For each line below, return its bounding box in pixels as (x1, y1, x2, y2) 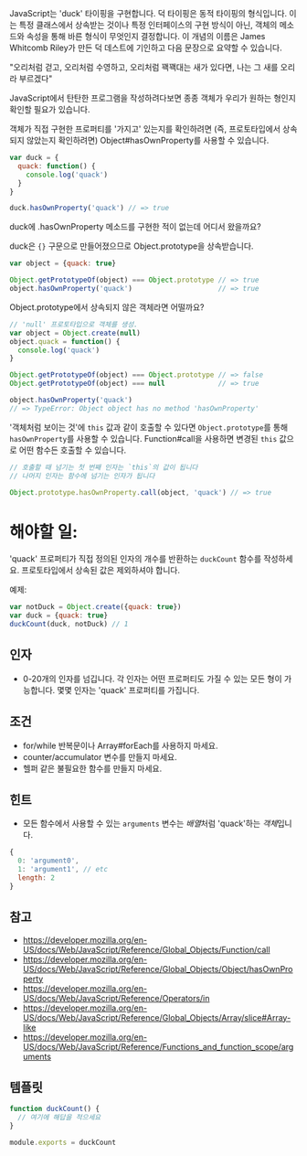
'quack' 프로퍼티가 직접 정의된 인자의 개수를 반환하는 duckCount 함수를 (9, 553, 262, 564)
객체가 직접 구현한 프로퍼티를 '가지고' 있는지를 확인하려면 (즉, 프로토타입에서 (9, 123, 281, 134)
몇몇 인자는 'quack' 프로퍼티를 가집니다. (57, 684, 200, 695)
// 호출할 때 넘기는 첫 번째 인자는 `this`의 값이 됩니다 (9, 463, 198, 472)
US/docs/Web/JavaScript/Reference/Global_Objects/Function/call (22, 944, 271, 955)
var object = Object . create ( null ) (9, 328, 142, 337)
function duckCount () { (9, 1105, 101, 1114)
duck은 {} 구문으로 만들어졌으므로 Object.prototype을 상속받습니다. (9, 241, 254, 252)
